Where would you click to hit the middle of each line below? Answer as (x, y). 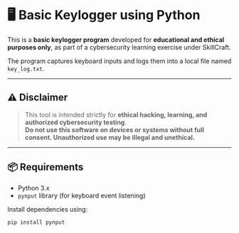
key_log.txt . (26, 68)
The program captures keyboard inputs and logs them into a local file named (119, 61)
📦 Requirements (46, 167)
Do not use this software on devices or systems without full (115, 129)
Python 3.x (33, 188)
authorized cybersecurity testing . (75, 122)
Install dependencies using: (48, 209)
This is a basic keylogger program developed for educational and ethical (116, 39)
